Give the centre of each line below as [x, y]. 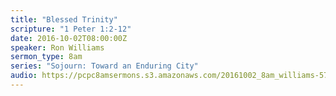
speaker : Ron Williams [57, 47]
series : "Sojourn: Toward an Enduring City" [104, 66]
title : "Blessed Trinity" [64, 19]
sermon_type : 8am [46, 57]
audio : [24, 76]
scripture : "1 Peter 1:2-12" [71, 29]
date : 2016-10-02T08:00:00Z [69, 38]
